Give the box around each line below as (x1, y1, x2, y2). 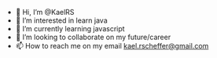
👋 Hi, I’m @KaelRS (15, 8, 75, 16)
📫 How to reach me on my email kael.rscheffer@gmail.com (15, 42, 209, 50)
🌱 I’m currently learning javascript (15, 24, 125, 33)
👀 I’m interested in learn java (15, 16, 108, 25)
